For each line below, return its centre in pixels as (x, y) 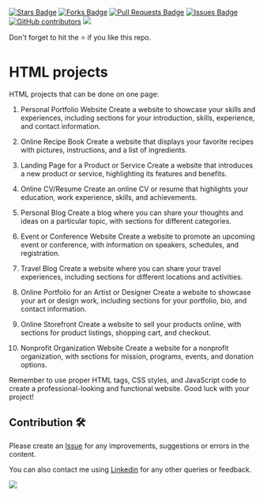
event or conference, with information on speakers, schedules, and (130, 244)
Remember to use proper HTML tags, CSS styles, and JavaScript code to (128, 380)
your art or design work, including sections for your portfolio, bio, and (133, 300)
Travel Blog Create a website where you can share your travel (120, 268)
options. (34, 364)
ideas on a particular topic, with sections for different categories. (126, 220)
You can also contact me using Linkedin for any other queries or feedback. (130, 469)
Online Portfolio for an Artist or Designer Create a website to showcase (135, 292)
